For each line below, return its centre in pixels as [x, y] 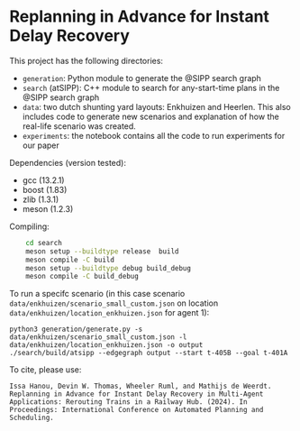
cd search [44, 243]
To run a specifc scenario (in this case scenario [97, 294]
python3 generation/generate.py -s [76, 330]
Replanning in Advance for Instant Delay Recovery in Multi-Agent [136, 394]
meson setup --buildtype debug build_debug [109, 268]
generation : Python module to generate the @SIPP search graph [141, 78]
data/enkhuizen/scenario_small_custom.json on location [114, 303]
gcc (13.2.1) [43, 180]
